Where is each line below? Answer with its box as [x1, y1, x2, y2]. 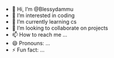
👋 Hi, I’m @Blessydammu [11, 6, 73, 12]
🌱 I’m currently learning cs [11, 18, 77, 25]
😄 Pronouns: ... [11, 40, 51, 47]
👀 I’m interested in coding [11, 12, 75, 19]
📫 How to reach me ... [11, 31, 67, 38]
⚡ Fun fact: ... [11, 46, 45, 53]
